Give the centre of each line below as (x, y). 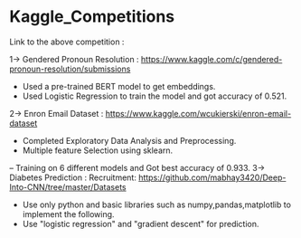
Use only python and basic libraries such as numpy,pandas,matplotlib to (157, 205)
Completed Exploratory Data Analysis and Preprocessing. (129, 140)
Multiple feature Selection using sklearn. (98, 150)
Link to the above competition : (67, 42)
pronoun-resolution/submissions (70, 69)
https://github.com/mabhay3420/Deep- (212, 177)
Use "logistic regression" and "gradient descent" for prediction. (141, 224)
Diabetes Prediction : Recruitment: (73, 177)
